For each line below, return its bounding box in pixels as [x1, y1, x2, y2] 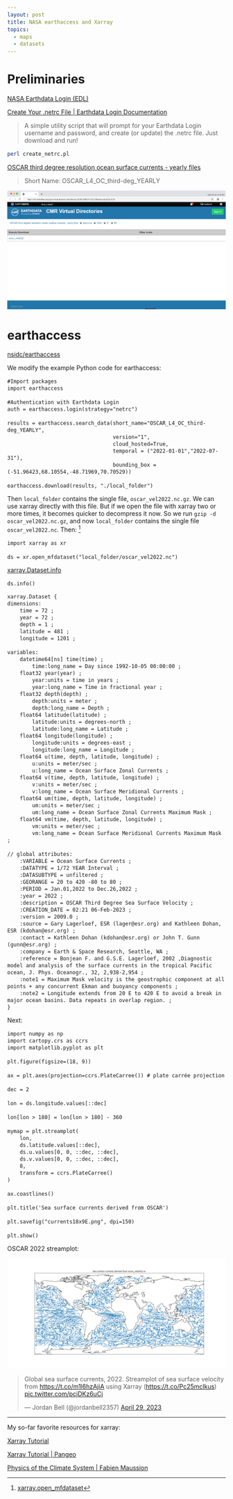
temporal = [112, 447, 144, 455]
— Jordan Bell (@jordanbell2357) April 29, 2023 [24, 1403, 162, 1411]
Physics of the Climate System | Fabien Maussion [7, 1464, 148, 1472]
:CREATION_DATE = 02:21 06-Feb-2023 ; [19, 906, 132, 913]
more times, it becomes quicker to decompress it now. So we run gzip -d [7, 509, 216, 518]
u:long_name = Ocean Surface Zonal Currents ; [32, 767, 169, 774]
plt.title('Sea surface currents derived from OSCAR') [7, 1204, 169, 1211]
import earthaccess [7, 385, 64, 392]
